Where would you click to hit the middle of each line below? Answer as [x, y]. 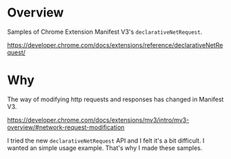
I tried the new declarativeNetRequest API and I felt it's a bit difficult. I [106, 140]
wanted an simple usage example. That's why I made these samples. [105, 148]
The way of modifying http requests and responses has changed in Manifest [115, 99]
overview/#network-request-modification [66, 127]
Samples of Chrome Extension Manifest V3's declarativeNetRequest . [105, 32]
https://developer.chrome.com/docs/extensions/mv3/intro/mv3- [98, 120]
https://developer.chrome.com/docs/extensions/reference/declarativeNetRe [115, 45]
